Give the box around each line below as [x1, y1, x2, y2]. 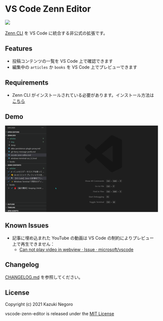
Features [5, 45, 33, 53]
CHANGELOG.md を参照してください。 [5, 274, 83, 280]
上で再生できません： [12, 241, 55, 247]
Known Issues [5, 221, 49, 230]
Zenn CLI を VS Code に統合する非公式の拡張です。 [5, 30, 108, 36]
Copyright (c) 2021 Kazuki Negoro [5, 302, 73, 307]
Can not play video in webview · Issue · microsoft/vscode [19, 247, 134, 252]
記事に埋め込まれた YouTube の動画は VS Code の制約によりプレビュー [12, 235, 154, 241]
